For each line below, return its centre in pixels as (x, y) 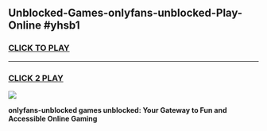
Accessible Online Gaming (53, 118)
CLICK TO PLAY (39, 48)
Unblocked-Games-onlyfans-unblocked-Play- (126, 13)
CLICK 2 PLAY (36, 78)
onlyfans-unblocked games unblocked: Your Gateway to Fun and (118, 110)
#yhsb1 (62, 26)
